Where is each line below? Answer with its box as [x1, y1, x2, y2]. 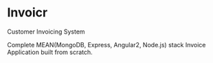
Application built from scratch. [7, 48, 93, 56]
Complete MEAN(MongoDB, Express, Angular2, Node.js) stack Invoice [7, 40, 206, 49]
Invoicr [7, 5, 48, 21]
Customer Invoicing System [7, 27, 85, 36]
